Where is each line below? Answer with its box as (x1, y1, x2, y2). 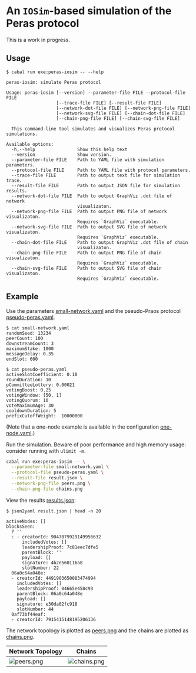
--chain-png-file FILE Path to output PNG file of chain (11, 250, 162, 256)
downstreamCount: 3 (6, 341, 54, 347)
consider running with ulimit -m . (6, 447, 86, 454)
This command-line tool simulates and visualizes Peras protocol (11, 126, 175, 132)
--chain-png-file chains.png (11, 486, 83, 492)
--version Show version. (11, 152, 112, 158)
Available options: (6, 141, 54, 147)
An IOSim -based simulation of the (6, 4, 172, 18)
